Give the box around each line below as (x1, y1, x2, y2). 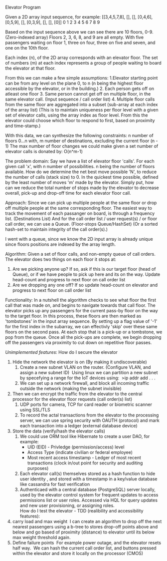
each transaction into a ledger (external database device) (19, 423, 138, 428)
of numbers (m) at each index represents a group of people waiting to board (5, 60, 162, 66)
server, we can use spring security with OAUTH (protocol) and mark (19, 417, 160, 423)
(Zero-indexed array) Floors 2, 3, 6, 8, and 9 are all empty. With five (5, 35, 144, 40)
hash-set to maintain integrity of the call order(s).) (5, 226, 108, 232)
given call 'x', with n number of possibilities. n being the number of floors (5, 164, 155, 169)
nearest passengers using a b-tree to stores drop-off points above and (12, 524, 158, 529)
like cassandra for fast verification (19, 481, 90, 487)
